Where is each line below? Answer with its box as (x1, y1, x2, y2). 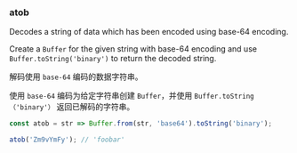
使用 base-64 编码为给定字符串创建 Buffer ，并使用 (9, 91, 193, 101)
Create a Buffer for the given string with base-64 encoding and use (9, 44, 258, 54)
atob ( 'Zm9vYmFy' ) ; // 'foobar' (9, 135, 125, 144)
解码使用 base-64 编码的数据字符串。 (9, 71, 143, 82)
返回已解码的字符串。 (56, 101, 135, 112)
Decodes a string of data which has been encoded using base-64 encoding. (9, 27, 289, 37)
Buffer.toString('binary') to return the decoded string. (9, 53, 217, 64)
